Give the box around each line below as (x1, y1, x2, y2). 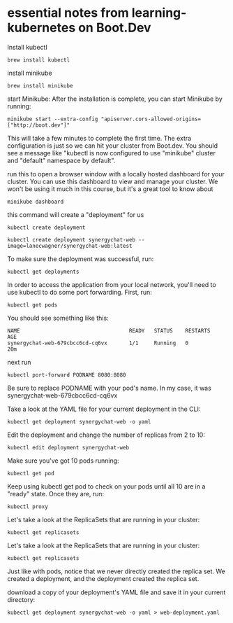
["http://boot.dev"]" (7, 121, 70, 129)
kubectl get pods (7, 301, 58, 309)
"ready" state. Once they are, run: (7, 489, 105, 498)
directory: (7, 595, 36, 603)
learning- (131, 5, 187, 21)
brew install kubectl (7, 56, 70, 64)
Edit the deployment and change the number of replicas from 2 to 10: (7, 430, 206, 439)
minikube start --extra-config (7, 115, 98, 122)
